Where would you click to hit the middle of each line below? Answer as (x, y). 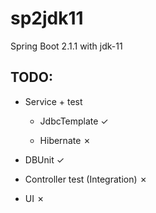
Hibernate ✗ (65, 140)
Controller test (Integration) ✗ (86, 179)
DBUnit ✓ (44, 159)
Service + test (53, 101)
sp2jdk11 (47, 18)
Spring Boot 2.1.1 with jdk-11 (66, 46)
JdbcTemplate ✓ (74, 121)
